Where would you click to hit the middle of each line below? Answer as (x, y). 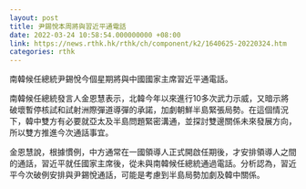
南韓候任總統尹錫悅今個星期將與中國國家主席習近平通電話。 (121, 79)
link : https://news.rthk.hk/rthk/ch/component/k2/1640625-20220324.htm (148, 43)
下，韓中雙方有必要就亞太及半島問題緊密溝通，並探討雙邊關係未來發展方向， (153, 121)
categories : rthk (42, 52)
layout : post (34, 18)
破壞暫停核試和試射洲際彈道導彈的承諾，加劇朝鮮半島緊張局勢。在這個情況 (149, 110)
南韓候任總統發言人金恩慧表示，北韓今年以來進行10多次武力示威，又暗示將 (149, 99)
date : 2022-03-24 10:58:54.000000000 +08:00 (95, 35)
